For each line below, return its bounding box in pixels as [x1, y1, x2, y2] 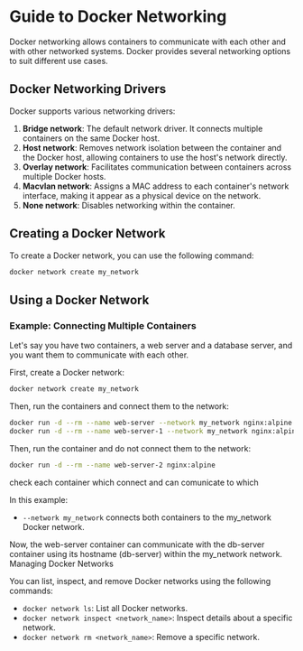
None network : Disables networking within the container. [22, 200, 236, 210]
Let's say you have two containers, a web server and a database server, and [9, 340, 293, 351]
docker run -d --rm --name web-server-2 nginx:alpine [9, 460, 216, 470]
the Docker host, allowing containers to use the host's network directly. [22, 152, 288, 163]
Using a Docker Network [9, 292, 150, 308]
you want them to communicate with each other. [9, 349, 189, 360]
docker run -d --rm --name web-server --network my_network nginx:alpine [9, 418, 293, 427]
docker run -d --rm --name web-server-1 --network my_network [9, 426, 248, 435]
